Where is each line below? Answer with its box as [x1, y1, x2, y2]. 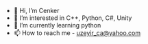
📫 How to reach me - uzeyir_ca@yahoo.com [13, 29, 141, 37]
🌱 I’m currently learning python [13, 21, 101, 29]
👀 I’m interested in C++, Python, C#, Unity [13, 14, 132, 22]
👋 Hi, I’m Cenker [13, 7, 60, 14]
